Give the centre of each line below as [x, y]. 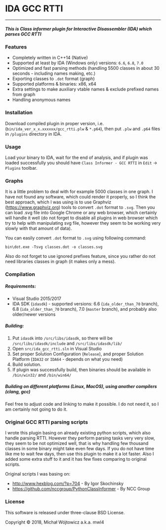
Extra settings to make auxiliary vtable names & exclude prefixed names [85, 89]
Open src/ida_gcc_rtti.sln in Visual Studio [57, 349]
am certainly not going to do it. [36, 409]
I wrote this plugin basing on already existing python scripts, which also [78, 433]
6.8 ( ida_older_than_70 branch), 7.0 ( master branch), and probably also [84, 309]
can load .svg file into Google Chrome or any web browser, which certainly [81, 213]
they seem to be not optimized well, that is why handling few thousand [77, 443]
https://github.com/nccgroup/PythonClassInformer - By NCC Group [81, 489]
